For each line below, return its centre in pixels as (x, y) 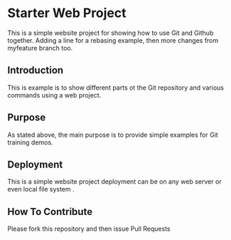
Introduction (36, 70)
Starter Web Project (67, 13)
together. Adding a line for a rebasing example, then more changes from (113, 40)
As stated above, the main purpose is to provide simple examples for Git (113, 135)
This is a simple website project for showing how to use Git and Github (111, 33)
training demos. (30, 142)
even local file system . (41, 189)
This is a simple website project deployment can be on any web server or (114, 182)
